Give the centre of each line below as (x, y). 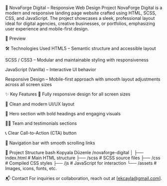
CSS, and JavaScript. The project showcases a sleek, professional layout (80, 18)
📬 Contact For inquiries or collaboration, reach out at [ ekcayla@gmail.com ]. (83, 178)
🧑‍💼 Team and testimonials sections (41, 123)
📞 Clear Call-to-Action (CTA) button (41, 133)
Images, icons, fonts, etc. (31, 168)
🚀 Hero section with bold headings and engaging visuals (63, 114)
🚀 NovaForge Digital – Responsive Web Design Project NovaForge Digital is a (84, 8)
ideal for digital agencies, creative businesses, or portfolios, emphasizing (80, 23)
